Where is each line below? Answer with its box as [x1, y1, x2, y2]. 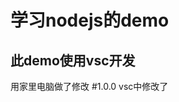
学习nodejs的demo [10, 9, 170, 32]
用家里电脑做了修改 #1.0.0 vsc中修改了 [10, 81, 169, 92]
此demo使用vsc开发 [10, 52, 136, 69]
